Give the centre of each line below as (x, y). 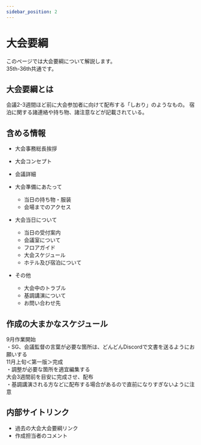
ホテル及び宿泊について (53, 263)
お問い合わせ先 (42, 303)
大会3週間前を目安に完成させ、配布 (50, 377)
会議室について (42, 240)
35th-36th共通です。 (31, 68)
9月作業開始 (21, 339)
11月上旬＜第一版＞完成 (35, 362)
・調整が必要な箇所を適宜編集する (48, 369)
